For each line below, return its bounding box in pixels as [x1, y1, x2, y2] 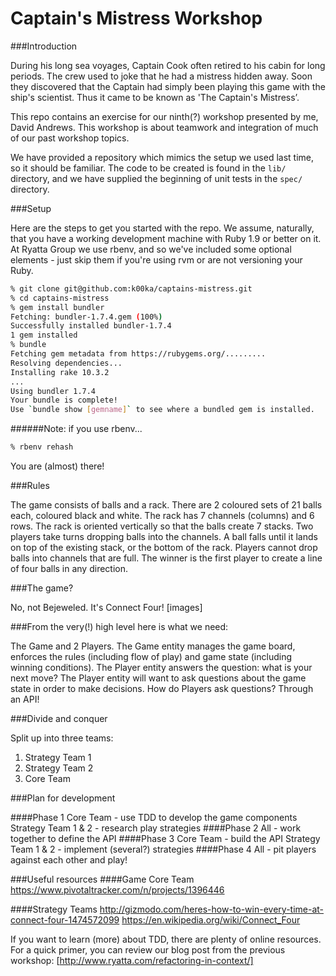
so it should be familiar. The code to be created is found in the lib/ [10, 162, 287, 174]
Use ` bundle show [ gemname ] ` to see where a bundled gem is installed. [10, 405, 315, 415]
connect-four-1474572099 [10, 914, 120, 926]
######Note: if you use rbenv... [10, 423, 143, 435]
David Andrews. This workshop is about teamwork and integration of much [10, 121, 319, 133]
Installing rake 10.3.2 [10, 367, 110, 377]
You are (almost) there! [10, 460, 105, 472]
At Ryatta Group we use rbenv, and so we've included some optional [10, 243, 292, 255]
